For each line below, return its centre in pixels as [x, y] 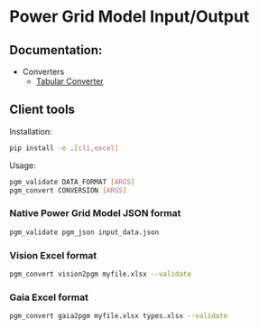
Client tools [42, 110]
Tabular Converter [69, 81]
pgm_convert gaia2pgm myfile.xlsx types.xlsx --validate [119, 316]
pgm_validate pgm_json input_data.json [84, 232]
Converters [43, 71]
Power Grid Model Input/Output [129, 17]
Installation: [31, 131]
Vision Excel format [53, 255]
